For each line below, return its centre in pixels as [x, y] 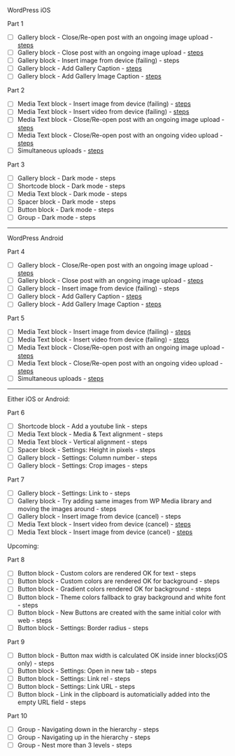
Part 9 [16, 642]
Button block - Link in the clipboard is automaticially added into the [114, 694]
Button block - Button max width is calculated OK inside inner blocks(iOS [122, 655]
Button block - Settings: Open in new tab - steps [87, 671]
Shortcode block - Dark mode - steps [71, 185]
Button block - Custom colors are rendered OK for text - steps [107, 573]
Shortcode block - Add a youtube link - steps [83, 426]
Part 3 [16, 164]
